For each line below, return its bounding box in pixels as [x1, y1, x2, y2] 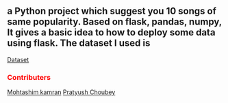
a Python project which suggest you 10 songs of [7, 5, 217, 17]
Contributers [7, 72, 51, 82]
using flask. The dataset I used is [7, 38, 151, 49]
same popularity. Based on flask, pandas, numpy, [7, 16, 223, 28]
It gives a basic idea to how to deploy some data [7, 27, 216, 38]
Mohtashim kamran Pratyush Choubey [7, 88, 116, 96]
